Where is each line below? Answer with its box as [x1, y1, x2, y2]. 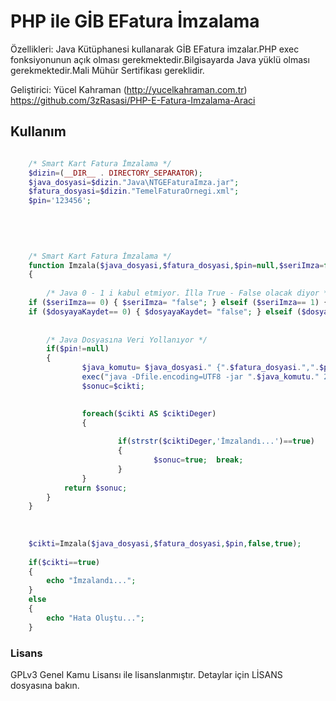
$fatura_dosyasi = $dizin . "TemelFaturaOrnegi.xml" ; [28, 186, 240, 197]
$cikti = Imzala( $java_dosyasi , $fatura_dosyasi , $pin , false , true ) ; [28, 538, 302, 549]
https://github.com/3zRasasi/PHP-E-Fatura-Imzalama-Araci [10, 94, 256, 106]
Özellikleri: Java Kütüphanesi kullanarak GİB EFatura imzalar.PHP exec [10, 43, 300, 55]
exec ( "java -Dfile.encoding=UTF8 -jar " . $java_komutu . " [81, 372, 320, 382]
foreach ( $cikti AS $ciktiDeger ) [81, 408, 217, 419]
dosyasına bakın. [10, 679, 80, 691]
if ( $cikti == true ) [28, 557, 101, 567]
